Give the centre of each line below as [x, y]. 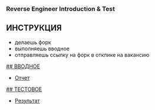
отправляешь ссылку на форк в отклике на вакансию [82, 54]
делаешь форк [33, 42]
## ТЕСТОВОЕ [24, 89]
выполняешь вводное [42, 48]
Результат [27, 101]
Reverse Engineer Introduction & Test [60, 9]
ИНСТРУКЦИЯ [34, 28]
